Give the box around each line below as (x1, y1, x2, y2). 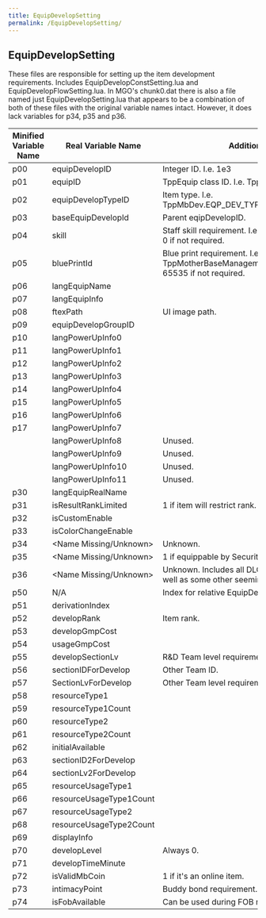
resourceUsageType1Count (51, 793, 155, 805)
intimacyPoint (51, 884, 103, 895)
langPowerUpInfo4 (51, 384, 123, 395)
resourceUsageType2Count (51, 819, 155, 830)
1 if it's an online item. (161, 870, 245, 882)
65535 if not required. (161, 267, 245, 278)
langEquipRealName (51, 487, 127, 498)
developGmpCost (51, 626, 117, 637)
